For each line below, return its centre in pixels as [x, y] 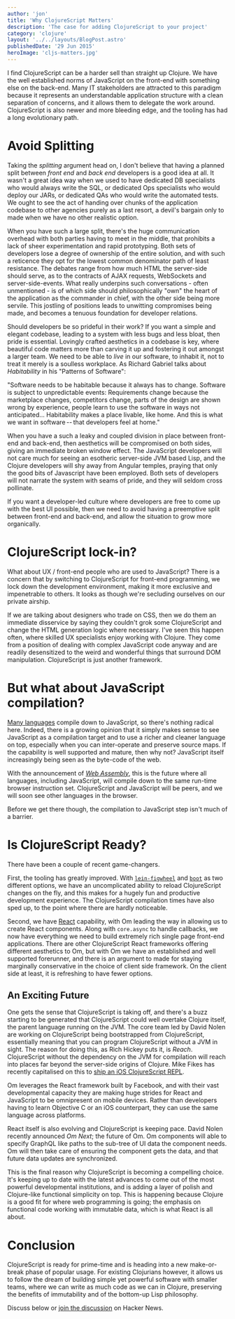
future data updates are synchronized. [62, 1158]
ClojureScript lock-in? [72, 552]
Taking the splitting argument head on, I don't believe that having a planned [116, 165]
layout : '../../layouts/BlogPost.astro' [67, 40]
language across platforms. [47, 1115]
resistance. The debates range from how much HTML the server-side [107, 268]
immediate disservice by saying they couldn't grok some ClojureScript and [114, 622]
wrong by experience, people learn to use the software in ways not [104, 407]
